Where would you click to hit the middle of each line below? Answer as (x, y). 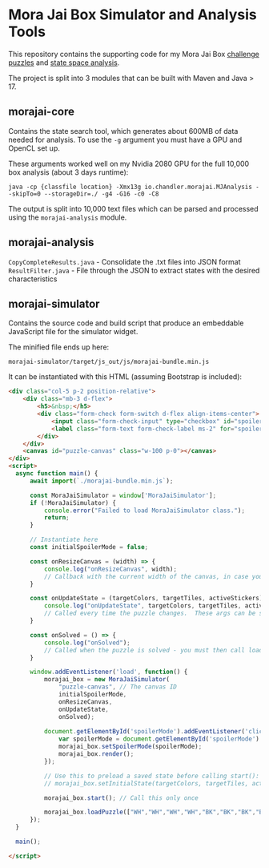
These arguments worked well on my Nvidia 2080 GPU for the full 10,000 (129, 164)
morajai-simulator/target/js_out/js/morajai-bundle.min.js (109, 362)
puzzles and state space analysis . (64, 63)
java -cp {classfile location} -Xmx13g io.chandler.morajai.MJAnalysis (130, 187)
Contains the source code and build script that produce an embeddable (126, 323)
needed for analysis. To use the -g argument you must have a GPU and (125, 139)
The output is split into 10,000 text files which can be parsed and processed (133, 208)
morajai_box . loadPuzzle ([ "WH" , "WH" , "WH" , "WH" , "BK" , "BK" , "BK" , (150, 812)
